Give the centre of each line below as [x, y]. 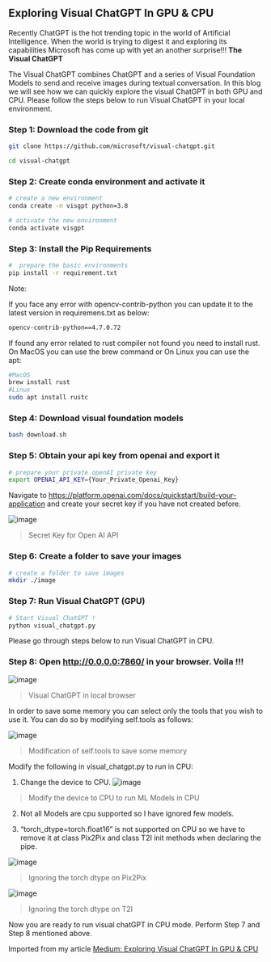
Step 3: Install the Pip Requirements [80, 248]
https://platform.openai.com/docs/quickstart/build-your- [142, 496]
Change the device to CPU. [65, 782]
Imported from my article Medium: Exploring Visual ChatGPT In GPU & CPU [133, 948]
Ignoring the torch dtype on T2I [80, 909]
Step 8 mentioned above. [51, 933]
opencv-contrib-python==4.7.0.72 [65, 327]
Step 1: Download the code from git [78, 129]
